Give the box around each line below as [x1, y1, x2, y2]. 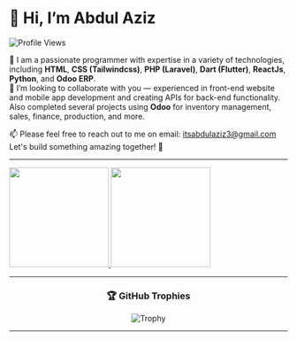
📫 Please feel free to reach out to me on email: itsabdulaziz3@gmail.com [9, 128, 277, 139]
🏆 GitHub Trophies [106, 290, 191, 302]
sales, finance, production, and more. [9, 111, 146, 121]
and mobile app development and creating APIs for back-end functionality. [9, 92, 281, 103]
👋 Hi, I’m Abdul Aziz [9, 8, 156, 28]
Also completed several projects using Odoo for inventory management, [9, 101, 272, 112]
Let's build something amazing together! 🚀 [9, 141, 164, 151]
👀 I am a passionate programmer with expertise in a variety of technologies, [9, 54, 286, 65]
